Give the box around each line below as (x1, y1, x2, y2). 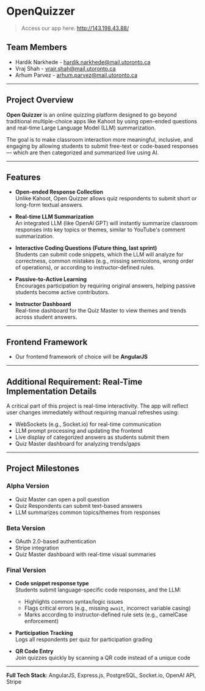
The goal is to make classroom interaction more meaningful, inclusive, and (6, 136, 193, 143)
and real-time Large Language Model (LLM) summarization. (6, 124, 156, 131)
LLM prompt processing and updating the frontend (15, 427, 143, 434)
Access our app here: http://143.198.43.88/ (21, 24, 129, 32)
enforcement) (24, 618, 59, 625)
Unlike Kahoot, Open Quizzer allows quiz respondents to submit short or (15, 195, 197, 202)
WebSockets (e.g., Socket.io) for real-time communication (15, 421, 162, 428)
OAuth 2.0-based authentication (15, 537, 96, 544)
